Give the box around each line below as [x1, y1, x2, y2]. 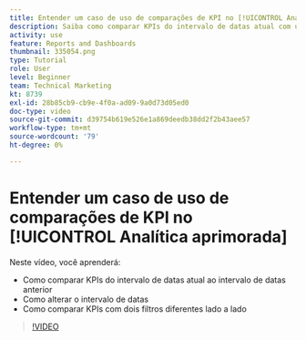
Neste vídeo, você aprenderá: [9, 256, 121, 267]
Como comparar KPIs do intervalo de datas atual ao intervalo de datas [22, 274, 287, 285]
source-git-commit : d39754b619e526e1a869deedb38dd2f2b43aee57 [9, 115, 250, 124]
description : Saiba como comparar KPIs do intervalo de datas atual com [9, 22, 291, 31]
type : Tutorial [9, 56, 67, 65]
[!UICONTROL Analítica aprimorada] [9, 226, 288, 247]
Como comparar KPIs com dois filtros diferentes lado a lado [22, 303, 248, 314]
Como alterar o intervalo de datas [22, 294, 148, 304]
